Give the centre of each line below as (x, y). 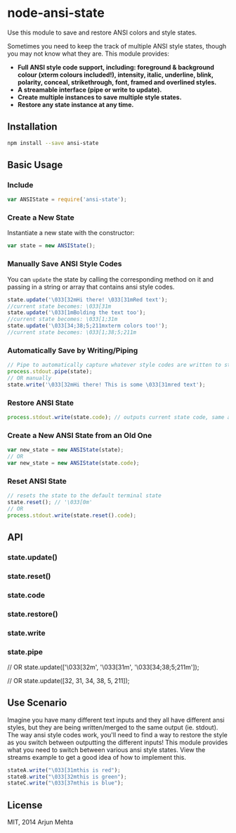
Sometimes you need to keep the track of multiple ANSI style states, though (117, 46)
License (25, 805)
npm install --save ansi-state (53, 143)
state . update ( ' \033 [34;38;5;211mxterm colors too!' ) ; (88, 326)
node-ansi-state (56, 13)
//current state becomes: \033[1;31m (63, 319)
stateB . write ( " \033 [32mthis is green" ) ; (67, 777)
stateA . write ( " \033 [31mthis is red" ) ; (64, 770)
